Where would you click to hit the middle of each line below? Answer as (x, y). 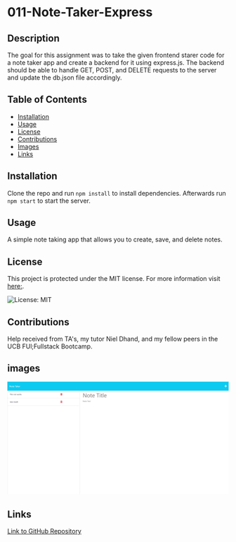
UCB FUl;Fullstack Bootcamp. (50, 346)
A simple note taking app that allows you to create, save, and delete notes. (115, 239)
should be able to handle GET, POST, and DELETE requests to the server (112, 70)
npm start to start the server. (49, 201)
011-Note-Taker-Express (80, 12)
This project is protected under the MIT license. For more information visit (114, 279)
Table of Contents (47, 100)
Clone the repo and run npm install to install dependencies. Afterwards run (117, 193)
